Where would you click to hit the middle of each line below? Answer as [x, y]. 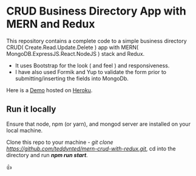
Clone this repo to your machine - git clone [60, 142]
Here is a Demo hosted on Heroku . [49, 90]
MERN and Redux [51, 24]
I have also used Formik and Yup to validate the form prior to [91, 72]
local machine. [25, 130]
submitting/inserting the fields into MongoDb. [72, 78]
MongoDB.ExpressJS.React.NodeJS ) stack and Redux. [76, 53]
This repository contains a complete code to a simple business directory [96, 41]
